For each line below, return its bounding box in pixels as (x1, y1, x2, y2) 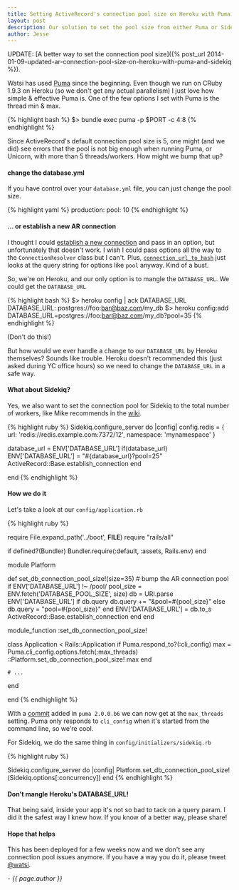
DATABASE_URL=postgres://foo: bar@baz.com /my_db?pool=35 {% (7, 311, 203, 320)
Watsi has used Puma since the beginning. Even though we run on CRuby (7, 79, 223, 88)
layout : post (7, 17, 46, 24)
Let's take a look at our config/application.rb (7, 505, 144, 514)
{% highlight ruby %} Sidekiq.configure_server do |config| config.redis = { (7, 423, 225, 431)
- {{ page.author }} (7, 874, 63, 883)
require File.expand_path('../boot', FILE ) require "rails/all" (7, 533, 174, 542)
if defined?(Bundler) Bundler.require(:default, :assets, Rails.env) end (7, 547, 207, 555)
